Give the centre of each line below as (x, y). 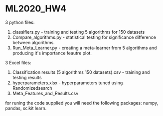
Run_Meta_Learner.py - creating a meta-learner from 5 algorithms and (84, 48)
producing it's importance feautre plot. (52, 53)
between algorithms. (33, 42)
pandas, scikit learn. (26, 108)
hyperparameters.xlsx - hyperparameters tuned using (68, 83)
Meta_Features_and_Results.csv (45, 93)
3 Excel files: (18, 62)
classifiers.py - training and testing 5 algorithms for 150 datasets (79, 32)
